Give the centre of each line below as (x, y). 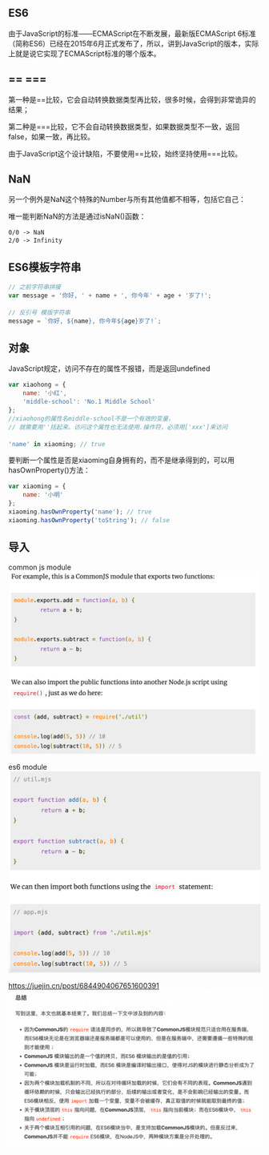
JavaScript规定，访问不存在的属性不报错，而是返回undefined (109, 368)
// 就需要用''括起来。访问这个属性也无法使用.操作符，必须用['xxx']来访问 (118, 427)
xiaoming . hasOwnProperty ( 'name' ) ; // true (80, 512)
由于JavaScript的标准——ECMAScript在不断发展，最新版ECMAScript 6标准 (132, 33)
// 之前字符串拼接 (35, 288)
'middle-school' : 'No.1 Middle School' (89, 402)
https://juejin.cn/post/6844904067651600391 (84, 985)
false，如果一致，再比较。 (51, 136)
